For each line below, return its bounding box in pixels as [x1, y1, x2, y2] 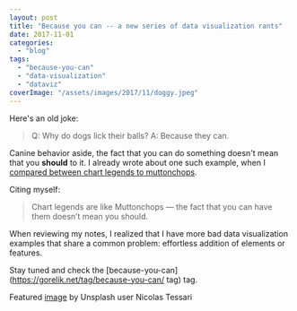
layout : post [9, 13, 58, 22]
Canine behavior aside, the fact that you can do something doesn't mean [9, 147, 279, 158]
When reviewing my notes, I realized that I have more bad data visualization [9, 228, 289, 238]
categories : [9, 38, 54, 48]
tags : [9, 55, 30, 64]
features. [9, 247, 43, 258]
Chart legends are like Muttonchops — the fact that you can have [31, 201, 273, 212]
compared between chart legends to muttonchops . [9, 167, 197, 177]
